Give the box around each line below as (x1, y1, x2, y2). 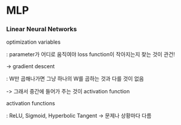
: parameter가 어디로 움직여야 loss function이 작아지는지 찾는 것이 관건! (6, 51, 176, 58)
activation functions (6, 100, 55, 107)
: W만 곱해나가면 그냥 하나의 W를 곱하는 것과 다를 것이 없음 (6, 75, 144, 83)
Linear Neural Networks (6, 25, 77, 33)
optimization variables (6, 38, 61, 45)
